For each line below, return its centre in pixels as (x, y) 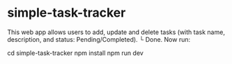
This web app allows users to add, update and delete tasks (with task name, (116, 32)
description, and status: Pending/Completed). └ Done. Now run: (99, 39)
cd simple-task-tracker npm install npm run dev (76, 53)
